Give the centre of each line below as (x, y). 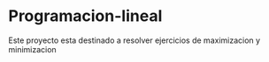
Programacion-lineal (85, 16)
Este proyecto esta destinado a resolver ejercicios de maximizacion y (134, 40)
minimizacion (32, 49)
